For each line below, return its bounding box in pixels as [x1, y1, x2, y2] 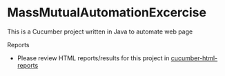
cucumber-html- [170, 53, 218, 62]
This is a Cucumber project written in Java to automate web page [7, 27, 193, 36]
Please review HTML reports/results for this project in [17, 53, 170, 62]
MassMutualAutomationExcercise [7, 5, 207, 21]
